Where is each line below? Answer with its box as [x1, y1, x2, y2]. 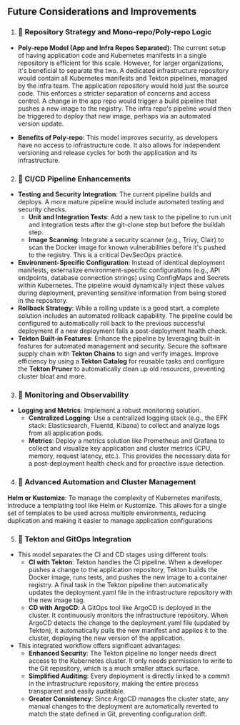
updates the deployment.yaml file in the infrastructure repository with [28, 588, 233, 596]
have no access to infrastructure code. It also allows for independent [17, 141, 221, 149]
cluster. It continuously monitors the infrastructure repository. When [28, 611, 229, 619]
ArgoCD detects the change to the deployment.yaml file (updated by [28, 618, 230, 627]
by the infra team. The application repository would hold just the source [17, 81, 229, 90]
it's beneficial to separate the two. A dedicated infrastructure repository [17, 66, 229, 74]
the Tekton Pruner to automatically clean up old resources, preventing [17, 364, 225, 373]
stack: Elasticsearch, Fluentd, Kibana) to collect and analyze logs [28, 421, 220, 430]
